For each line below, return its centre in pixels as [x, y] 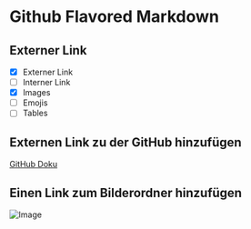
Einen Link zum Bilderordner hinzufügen [126, 193]
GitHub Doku [34, 164]
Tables [35, 113]
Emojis [35, 103]
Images [36, 93]
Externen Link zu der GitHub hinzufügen [126, 142]
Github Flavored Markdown [115, 17]
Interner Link [46, 83]
